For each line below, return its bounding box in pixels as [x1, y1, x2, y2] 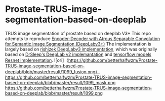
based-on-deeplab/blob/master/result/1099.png [5, 90, 103, 96]
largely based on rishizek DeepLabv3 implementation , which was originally [5, 46, 157, 52]
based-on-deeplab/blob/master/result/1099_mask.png [5, 79, 116, 85]
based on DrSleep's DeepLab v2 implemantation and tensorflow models [5, 51, 152, 57]
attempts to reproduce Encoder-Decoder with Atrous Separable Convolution [5, 36, 160, 42]
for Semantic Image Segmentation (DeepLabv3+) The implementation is [5, 41, 152, 47]
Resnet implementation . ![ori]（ [5, 57, 69, 63]
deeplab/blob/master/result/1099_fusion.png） [5, 68, 100, 75]
